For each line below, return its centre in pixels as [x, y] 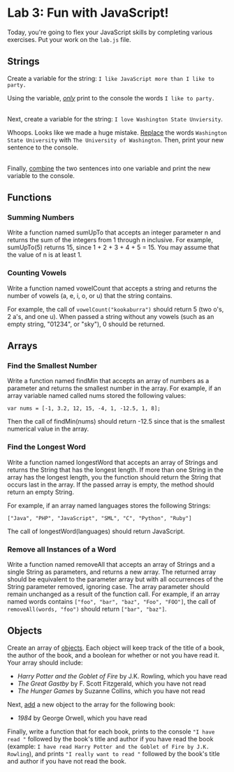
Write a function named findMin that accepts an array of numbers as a [108, 381]
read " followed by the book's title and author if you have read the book [110, 738]
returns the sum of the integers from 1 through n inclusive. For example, [110, 240]
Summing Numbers [41, 218]
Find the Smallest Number [52, 366]
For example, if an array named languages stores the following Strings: [109, 505]
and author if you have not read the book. [67, 761]
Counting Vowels [37, 273]
